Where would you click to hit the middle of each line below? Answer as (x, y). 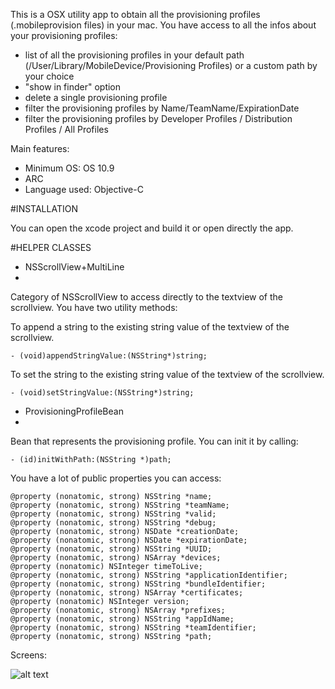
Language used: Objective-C (84, 189)
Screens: (29, 655)
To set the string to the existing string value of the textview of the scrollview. (167, 374)
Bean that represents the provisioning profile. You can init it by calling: (154, 441)
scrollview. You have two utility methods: (94, 307)
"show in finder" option (73, 87)
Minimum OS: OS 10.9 (69, 168)
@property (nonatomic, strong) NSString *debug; (113, 523)
